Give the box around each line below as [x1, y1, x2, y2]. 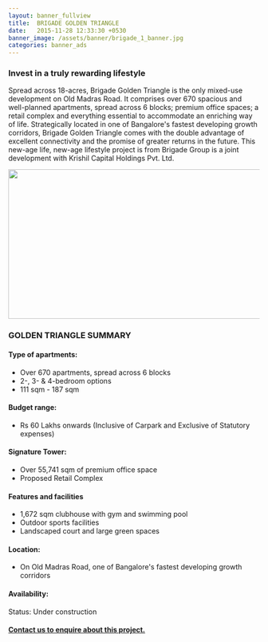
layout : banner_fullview [8, 11, 91, 20]
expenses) [19, 428, 55, 439]
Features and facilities [8, 491, 84, 501]
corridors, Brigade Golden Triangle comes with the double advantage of [8, 128, 245, 138]
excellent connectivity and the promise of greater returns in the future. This [8, 136, 256, 146]
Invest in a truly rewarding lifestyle [8, 68, 146, 79]
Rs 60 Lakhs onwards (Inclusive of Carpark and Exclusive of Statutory [19, 420, 250, 430]
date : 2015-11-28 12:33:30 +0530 [8, 26, 127, 34]
